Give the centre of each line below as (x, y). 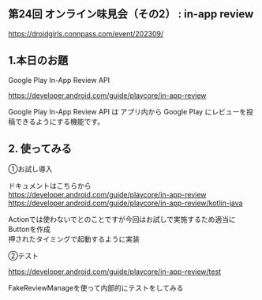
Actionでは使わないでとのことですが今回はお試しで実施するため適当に (122, 219)
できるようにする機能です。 (60, 122)
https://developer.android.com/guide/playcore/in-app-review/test (115, 272)
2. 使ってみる (40, 149)
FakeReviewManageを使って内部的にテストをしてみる (96, 288)
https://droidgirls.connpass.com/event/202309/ (86, 33)
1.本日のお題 (38, 60)
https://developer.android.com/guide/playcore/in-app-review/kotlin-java (125, 203)
